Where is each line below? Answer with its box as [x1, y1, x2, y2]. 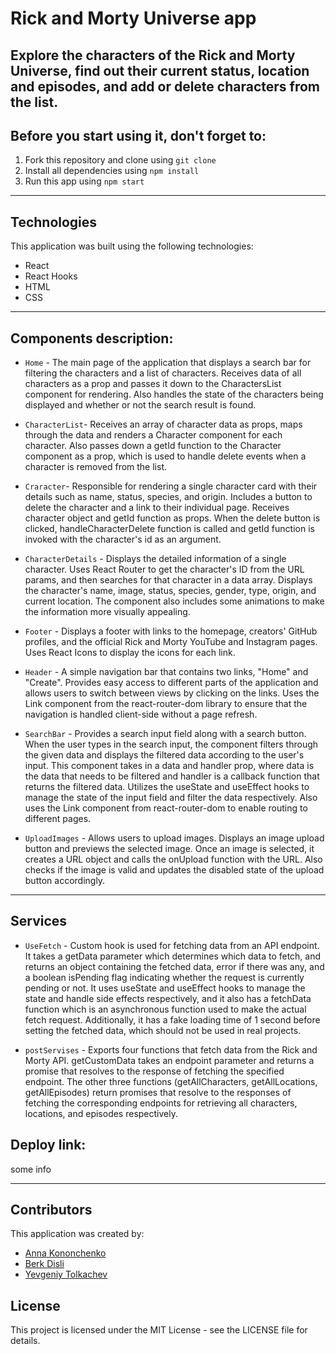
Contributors [10, 1202, 93, 1219]
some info [10, 1163, 52, 1175]
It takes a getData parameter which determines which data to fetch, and [24, 950, 322, 962]
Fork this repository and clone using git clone [24, 154, 217, 166]
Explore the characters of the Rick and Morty [10, 47, 296, 64]
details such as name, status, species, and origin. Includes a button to [24, 491, 313, 503]
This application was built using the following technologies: [10, 240, 254, 252]
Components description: [10, 330, 174, 347]
